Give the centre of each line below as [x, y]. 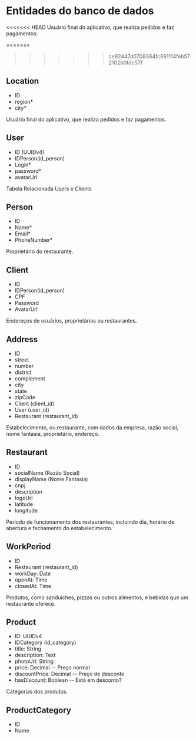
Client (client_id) [34, 403]
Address [22, 339]
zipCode [25, 397]
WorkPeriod [29, 547]
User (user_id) [32, 410]
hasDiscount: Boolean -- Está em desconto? [68, 680]
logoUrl [24, 498]
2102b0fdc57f [126, 63]
